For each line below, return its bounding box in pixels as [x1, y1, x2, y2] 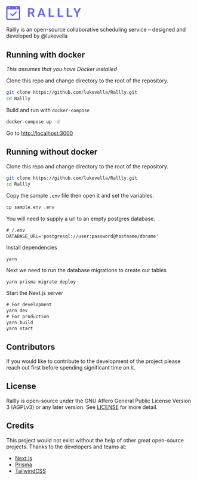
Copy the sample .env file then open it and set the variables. [6, 192, 154, 199]
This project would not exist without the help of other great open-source [6, 436, 184, 444]
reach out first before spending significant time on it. [6, 364, 136, 371]
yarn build [6, 319, 33, 326]
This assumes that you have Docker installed [6, 66, 118, 73]
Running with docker [6, 50, 85, 60]
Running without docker [6, 147, 98, 157]
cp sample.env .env [6, 204, 55, 211]
